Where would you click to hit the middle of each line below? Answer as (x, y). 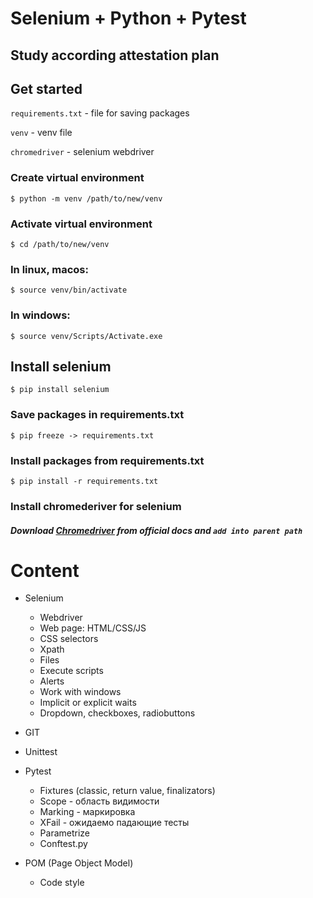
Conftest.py (63, 844)
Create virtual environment (77, 178)
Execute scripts (71, 671)
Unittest (41, 752)
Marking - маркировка (87, 812)
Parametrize (65, 833)
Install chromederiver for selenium (96, 506)
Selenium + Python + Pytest (128, 18)
